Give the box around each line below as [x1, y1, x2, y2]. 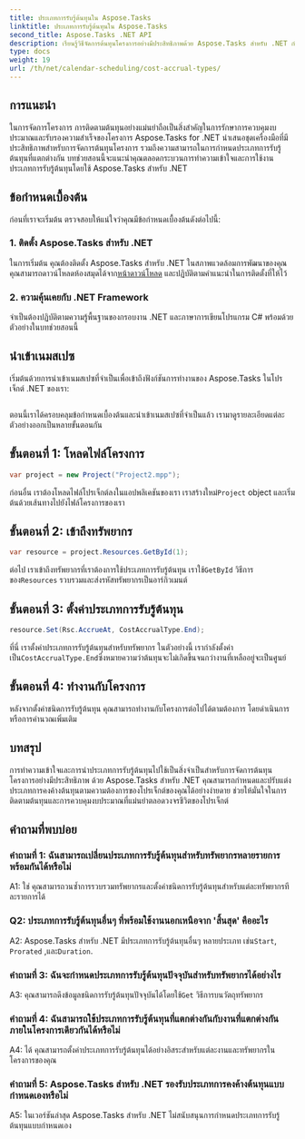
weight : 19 [9, 55, 51, 64]
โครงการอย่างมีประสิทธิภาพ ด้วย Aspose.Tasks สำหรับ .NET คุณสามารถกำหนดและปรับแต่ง [9, 774, 292, 786]
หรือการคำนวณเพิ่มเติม [9, 713, 77, 724]
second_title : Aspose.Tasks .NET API [9, 30, 152, 39]
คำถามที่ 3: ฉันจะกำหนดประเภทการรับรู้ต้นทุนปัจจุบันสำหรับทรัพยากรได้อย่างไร [9, 968, 281, 981]
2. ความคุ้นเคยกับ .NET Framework [9, 291, 149, 303]
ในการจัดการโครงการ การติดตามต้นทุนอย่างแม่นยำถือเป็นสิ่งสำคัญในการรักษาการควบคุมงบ [9, 122, 277, 133]
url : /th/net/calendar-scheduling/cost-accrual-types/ [9, 64, 221, 74]
